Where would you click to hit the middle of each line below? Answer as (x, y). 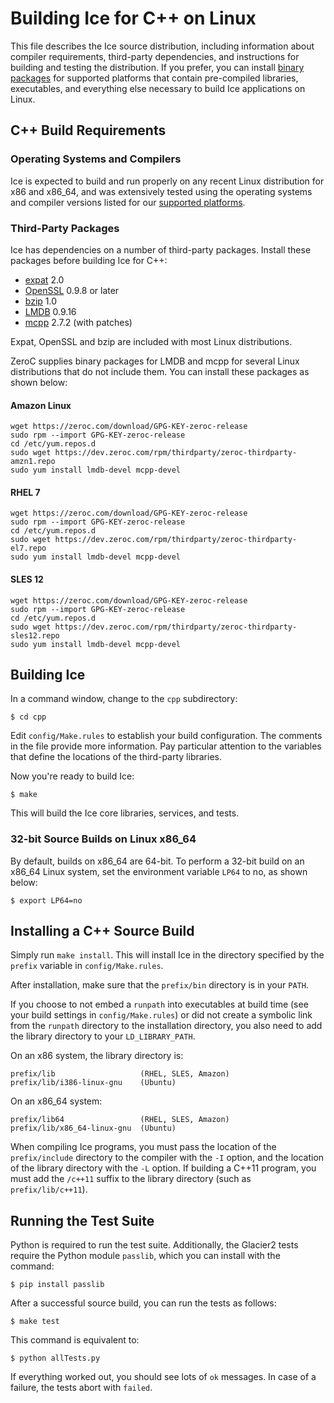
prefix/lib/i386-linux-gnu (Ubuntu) (93, 1083)
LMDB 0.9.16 (50, 311)
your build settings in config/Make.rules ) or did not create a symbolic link (161, 1015)
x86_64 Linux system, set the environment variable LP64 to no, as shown (159, 871)
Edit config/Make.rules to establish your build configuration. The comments (166, 736)
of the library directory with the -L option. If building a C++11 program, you (163, 1168)
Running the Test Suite (82, 1220)
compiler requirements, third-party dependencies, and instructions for (155, 56)
